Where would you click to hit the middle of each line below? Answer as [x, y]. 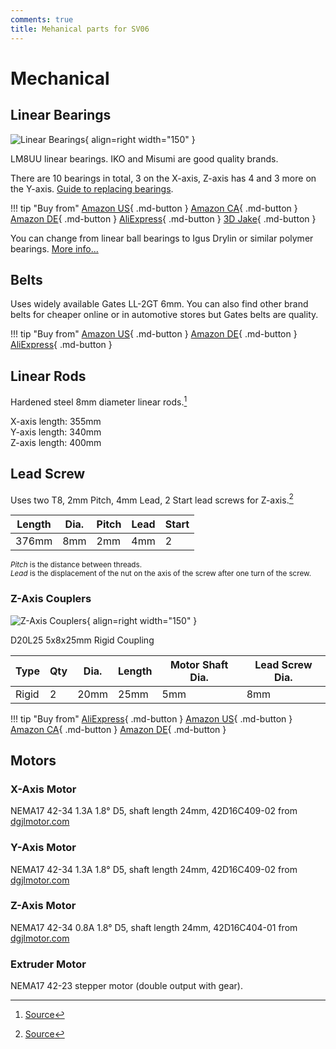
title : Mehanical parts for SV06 [80, 29]
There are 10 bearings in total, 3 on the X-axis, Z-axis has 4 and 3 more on [163, 178]
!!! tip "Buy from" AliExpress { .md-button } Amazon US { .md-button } [151, 718]
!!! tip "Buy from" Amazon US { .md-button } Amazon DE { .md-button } [154, 334]
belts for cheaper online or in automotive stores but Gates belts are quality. [164, 315]
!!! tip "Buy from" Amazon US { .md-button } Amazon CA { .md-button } [154, 208]
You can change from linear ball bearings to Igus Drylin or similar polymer [162, 238]
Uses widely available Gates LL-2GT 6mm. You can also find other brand [159, 304]
